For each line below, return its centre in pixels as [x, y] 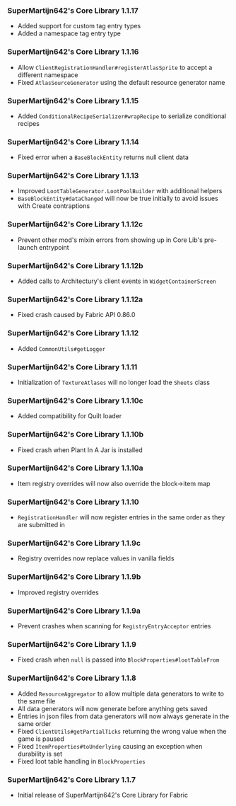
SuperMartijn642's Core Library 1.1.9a [74, 611]
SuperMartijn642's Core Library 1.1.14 [73, 142]
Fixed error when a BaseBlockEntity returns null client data [103, 157]
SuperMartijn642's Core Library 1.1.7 [72, 779]
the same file [36, 701]
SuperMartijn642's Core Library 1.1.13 [73, 175]
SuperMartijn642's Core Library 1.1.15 [73, 100]
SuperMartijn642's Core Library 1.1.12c [75, 224]
